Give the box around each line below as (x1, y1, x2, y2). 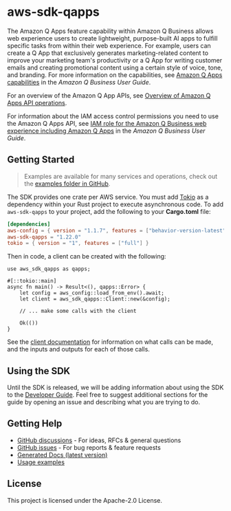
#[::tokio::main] (7, 278, 57, 285)
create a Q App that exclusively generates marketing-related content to (7, 49, 208, 57)
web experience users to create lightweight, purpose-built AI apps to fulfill (7, 34, 218, 42)
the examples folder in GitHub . (23, 180, 111, 188)
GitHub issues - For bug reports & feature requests (16, 443, 162, 451)
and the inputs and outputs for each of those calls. (7, 345, 150, 354)
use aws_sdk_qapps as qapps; (7, 265, 91, 272)
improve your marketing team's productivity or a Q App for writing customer (7, 56, 222, 64)
